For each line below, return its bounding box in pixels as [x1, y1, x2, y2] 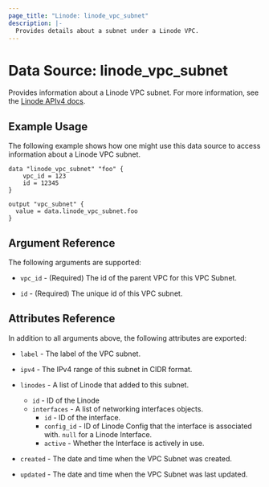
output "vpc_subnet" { [8, 200, 84, 209]
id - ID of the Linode [31, 395, 100, 405]
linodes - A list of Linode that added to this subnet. [19, 379, 190, 390]
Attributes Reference [8, 312, 116, 325]
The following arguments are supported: [8, 257, 142, 267]
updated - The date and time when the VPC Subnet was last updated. [19, 469, 248, 479]
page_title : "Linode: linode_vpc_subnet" [8, 11, 149, 20]
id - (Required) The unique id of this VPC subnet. [19, 289, 183, 298]
